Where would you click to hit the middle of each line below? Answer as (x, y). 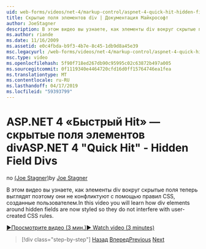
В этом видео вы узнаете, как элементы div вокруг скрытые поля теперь (102, 190)
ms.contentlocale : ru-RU (38, 80)
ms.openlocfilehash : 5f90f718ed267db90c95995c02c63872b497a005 (89, 63)
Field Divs (32, 161)
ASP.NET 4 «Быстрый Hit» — (83, 122)
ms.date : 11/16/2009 (33, 40)
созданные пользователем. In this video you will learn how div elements (98, 203)
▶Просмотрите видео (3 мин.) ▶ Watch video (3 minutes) (81, 228)
